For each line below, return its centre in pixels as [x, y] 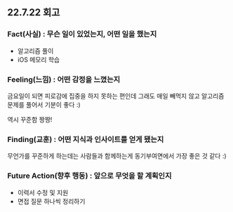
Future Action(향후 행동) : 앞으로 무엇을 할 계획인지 [89, 176]
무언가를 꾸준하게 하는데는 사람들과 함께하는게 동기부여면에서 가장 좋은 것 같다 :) [117, 156]
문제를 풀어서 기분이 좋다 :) [44, 104]
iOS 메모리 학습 [39, 59]
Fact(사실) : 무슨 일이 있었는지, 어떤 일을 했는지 [82, 34]
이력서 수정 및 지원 [43, 192]
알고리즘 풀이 [35, 50]
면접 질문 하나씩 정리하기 [51, 201]
